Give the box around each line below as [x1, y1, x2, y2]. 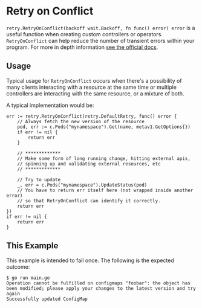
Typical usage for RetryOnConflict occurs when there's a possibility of [6, 77, 183, 84]
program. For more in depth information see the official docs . [6, 43, 158, 51]
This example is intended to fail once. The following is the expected [6, 257, 174, 264]
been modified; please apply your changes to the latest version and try [6, 285, 197, 291]
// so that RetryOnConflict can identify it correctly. [17, 197, 161, 204]
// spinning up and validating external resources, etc [17, 161, 161, 167]
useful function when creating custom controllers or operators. [6, 30, 163, 37]
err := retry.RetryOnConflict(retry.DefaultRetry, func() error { [6, 113, 177, 119]
